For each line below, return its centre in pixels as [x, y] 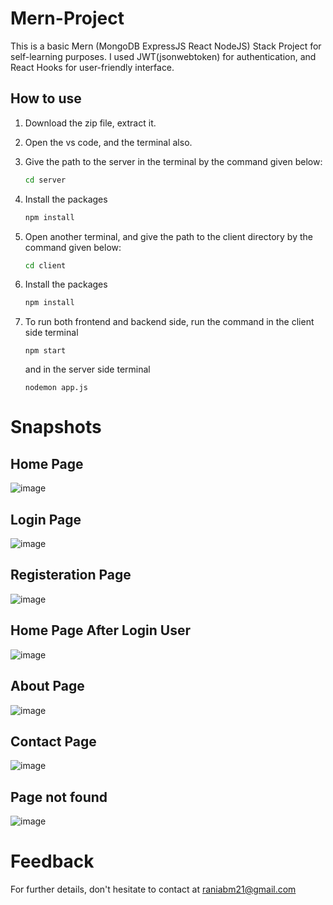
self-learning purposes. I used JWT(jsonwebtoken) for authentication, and [163, 56]
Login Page [46, 519]
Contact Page [53, 741]
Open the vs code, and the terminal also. [108, 142]
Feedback [52, 861]
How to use [46, 98]
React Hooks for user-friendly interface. [92, 67]
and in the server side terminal [87, 369]
